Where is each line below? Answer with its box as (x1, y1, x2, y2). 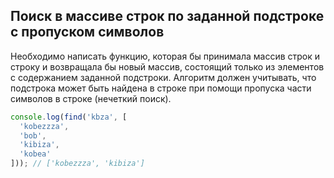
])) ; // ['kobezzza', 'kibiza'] (10, 159, 145, 169)
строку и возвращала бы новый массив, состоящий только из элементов (10, 60, 325, 73)
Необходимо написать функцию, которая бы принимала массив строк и (10, 50, 321, 62)
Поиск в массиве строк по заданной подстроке (10, 8, 325, 25)
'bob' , (19, 130, 47, 141)
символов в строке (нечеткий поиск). (10, 92, 172, 104)
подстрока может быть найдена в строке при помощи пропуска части (10, 82, 312, 94)
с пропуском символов (10, 24, 165, 41)
